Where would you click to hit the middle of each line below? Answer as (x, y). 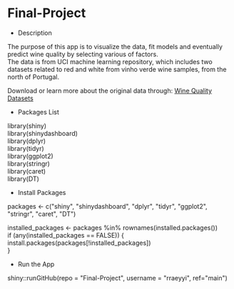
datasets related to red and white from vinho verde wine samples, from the (117, 69)
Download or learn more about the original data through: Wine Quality (110, 90)
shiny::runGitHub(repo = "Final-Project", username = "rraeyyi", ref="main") (118, 278)
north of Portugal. (33, 77)
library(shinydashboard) (43, 133)
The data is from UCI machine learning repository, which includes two (110, 61)
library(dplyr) (27, 141)
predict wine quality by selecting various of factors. (83, 54)
